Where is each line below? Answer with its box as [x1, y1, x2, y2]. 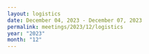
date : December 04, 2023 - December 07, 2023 [7, 17, 142, 24]
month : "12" [7, 36, 42, 43]
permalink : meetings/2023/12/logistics [7, 23, 124, 30]
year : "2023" [7, 29, 45, 37]
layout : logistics [7, 10, 61, 18]
